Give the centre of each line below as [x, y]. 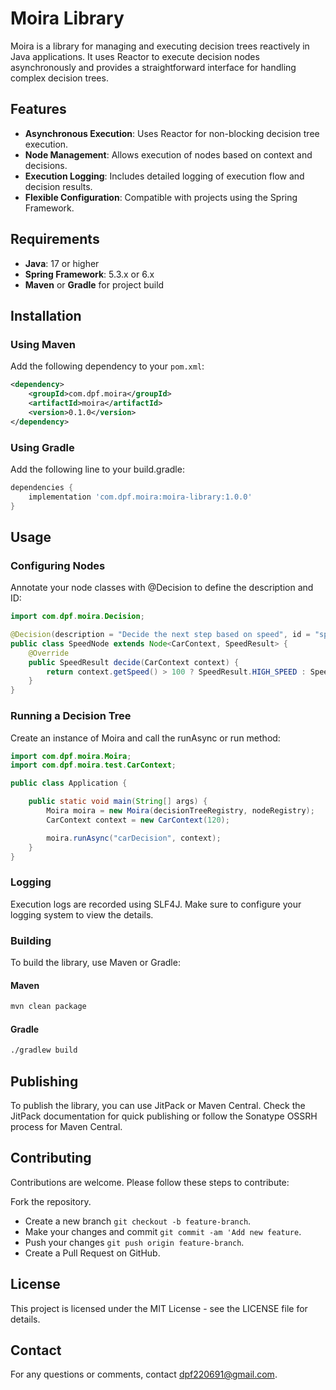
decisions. [46, 165]
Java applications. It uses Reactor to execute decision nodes [135, 56]
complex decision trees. [59, 78]
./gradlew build [44, 1050]
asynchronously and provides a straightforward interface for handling [153, 67]
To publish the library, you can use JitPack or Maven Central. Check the [158, 1105]
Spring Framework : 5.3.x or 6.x [89, 274]
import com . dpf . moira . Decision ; [77, 617]
